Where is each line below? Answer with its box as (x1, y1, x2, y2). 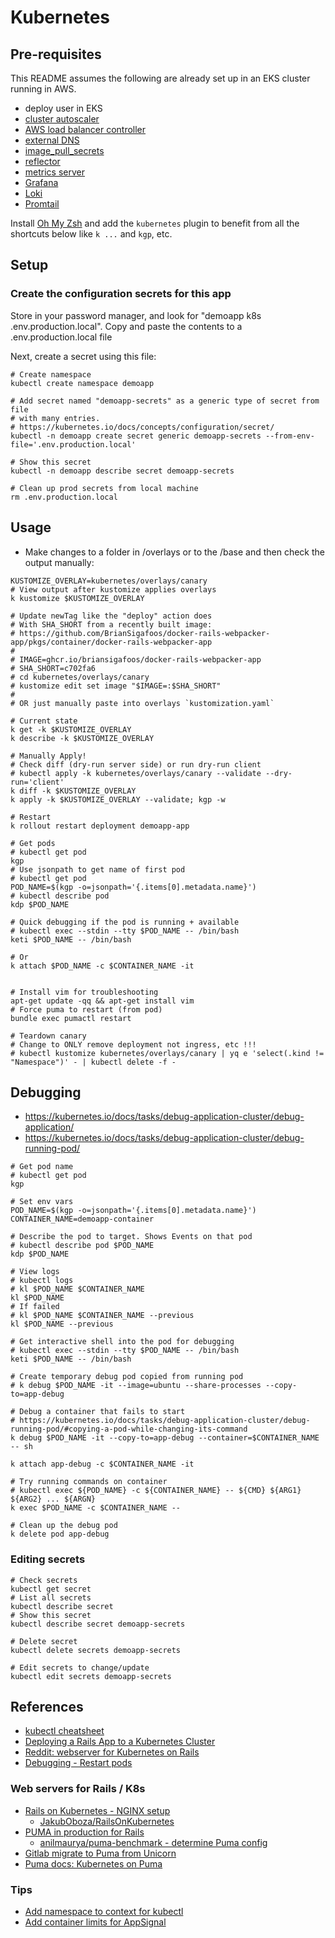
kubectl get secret (10, 1584, 92, 1594)
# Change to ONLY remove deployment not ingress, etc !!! (10, 1039, 257, 1050)
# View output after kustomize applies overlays (10, 584, 217, 595)
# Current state (10, 716, 78, 726)
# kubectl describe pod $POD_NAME (10, 1241, 155, 1251)
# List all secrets (10, 1592, 92, 1603)
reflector (24, 156, 61, 167)
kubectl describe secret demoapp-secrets (10, 1619, 186, 1629)
